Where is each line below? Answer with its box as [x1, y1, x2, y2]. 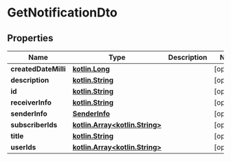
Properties [7, 32, 54, 44]
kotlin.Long [72, 64, 110, 74]
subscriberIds [10, 120, 58, 129]
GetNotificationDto [7, 5, 118, 21]
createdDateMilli [10, 64, 67, 74]
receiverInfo [10, 98, 52, 107]
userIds [10, 142, 36, 152]
